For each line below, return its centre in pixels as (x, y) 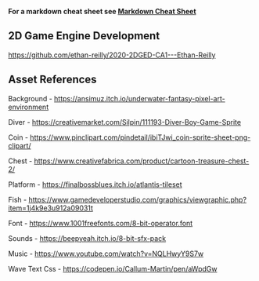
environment (29, 107)
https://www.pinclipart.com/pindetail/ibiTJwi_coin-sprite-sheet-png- (140, 137)
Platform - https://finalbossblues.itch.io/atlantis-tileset (95, 184)
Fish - (18, 199)
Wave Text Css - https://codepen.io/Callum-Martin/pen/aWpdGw (113, 268)
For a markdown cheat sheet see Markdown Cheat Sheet (103, 11)
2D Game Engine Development (84, 36)
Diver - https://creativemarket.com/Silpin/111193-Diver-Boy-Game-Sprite (124, 122)
